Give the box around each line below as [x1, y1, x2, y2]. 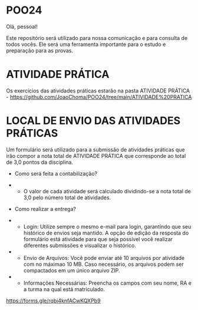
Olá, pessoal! [6, 23, 38, 30]
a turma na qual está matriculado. [23, 285, 105, 292]
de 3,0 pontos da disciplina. [6, 159, 74, 166]
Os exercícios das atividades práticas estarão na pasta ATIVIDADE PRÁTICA [6, 87, 190, 94]
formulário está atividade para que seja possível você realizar [23, 235, 173, 242]
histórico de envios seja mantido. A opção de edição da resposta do [23, 229, 189, 236]
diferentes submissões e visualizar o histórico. [23, 242, 137, 249]
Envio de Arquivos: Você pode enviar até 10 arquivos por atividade [23, 254, 185, 261]
